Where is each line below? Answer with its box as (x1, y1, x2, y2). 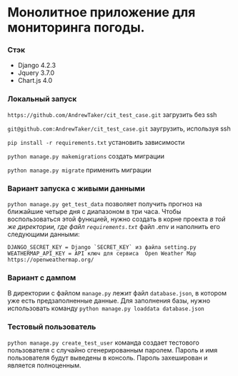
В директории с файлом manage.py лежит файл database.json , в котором (7, 289, 227, 298)
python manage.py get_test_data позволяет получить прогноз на (7, 200, 202, 208)
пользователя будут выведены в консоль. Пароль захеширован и (7, 353, 208, 362)
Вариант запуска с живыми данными (7, 183, 145, 193)
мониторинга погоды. (7, 19, 145, 36)
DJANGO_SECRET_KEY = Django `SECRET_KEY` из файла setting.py (7, 244, 197, 251)
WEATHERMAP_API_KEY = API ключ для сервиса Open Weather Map (7, 250, 197, 258)
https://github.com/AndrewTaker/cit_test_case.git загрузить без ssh (7, 110, 217, 118)
